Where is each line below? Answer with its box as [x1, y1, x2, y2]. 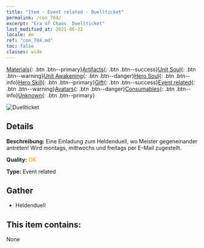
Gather [6, 185, 34, 196]
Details [6, 121, 34, 132]
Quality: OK [6, 156, 37, 163]
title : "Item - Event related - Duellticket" [6, 9, 124, 15]
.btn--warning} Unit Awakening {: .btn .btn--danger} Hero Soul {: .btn [6, 72, 175, 80]
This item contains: [6, 219, 81, 230]
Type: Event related [6, 168, 56, 175]
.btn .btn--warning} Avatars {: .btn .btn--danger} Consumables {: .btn [6, 85, 175, 92]
